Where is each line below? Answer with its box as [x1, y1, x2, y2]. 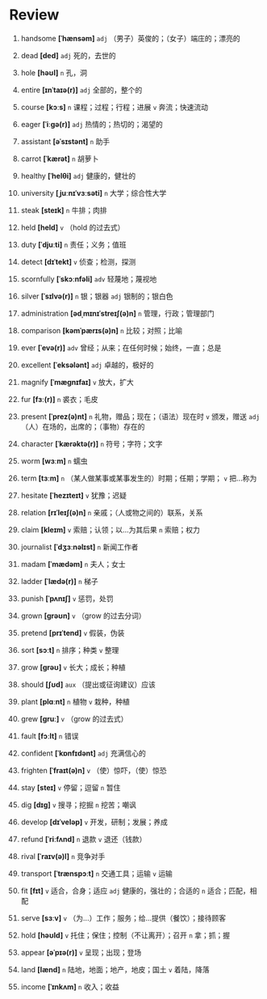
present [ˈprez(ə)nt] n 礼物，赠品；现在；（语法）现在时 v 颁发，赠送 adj [20, 411, 261, 421]
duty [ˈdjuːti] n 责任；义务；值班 [20, 239, 127, 249]
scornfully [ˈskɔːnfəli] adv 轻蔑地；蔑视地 [20, 273, 157, 284]
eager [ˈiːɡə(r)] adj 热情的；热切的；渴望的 [20, 119, 164, 129]
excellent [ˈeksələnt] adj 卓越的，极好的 [20, 360, 154, 370]
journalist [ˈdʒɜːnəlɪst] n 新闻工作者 [20, 542, 139, 552]
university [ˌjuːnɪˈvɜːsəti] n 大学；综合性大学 [20, 188, 167, 197]
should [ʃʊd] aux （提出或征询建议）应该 [20, 679, 156, 689]
